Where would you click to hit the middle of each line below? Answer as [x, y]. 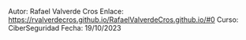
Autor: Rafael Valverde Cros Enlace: [66, 11]
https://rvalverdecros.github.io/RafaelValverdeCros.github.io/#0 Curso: [123, 20]
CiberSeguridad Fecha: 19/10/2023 [65, 28]
